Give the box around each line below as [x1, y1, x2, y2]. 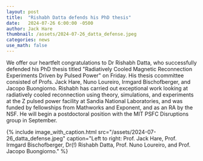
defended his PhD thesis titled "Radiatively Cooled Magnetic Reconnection [6, 65, 193, 72]
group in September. [6, 116, 58, 124]
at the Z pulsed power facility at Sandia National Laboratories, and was [6, 97, 183, 104]
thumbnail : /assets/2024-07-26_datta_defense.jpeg [6, 31, 137, 37]
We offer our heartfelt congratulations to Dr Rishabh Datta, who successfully [6, 58, 197, 66]
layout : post [6, 8, 39, 15]
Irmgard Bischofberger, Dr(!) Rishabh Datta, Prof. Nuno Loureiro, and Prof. [6, 141, 191, 148]
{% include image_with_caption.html [6, 128, 97, 136]
